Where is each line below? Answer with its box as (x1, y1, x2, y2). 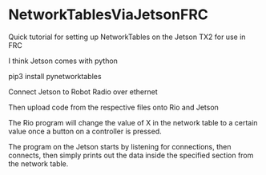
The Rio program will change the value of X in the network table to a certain (8, 117, 258, 127)
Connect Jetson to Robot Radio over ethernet (8, 86, 158, 97)
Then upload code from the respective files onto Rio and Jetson (8, 102, 219, 112)
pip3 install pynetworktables (8, 71, 102, 81)
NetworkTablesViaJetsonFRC (8, 6, 208, 24)
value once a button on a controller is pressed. (8, 126, 162, 136)
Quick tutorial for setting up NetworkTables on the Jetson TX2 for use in (8, 32, 246, 42)
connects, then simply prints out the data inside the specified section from (8, 150, 254, 160)
